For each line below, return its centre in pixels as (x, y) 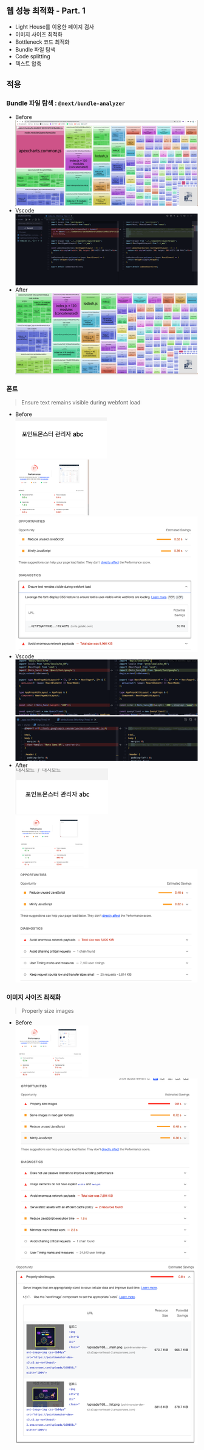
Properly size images (47, 1011)
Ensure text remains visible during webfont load (81, 403)
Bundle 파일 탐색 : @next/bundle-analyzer (66, 103)
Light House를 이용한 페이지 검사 (54, 27)
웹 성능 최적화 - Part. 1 (46, 11)
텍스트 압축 (28, 63)
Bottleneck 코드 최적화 (42, 42)
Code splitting (32, 56)
